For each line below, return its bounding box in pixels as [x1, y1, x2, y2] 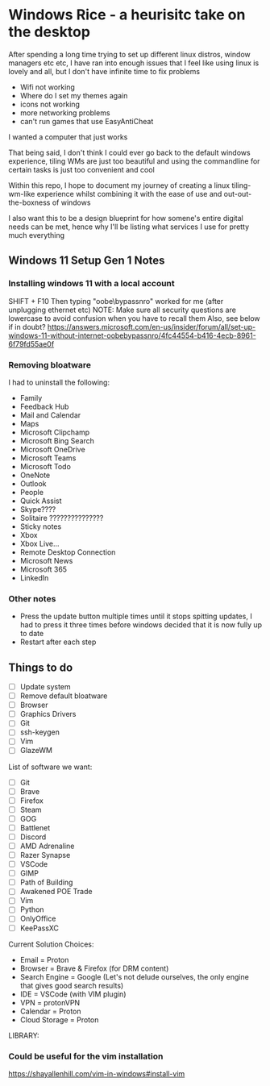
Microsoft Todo [19, 461, 71, 471]
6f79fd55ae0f [8, 339, 55, 348]
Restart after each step [19, 637, 97, 647]
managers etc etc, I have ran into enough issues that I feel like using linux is [8, 58, 260, 68]
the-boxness [8, 198, 51, 207]
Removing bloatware [8, 359, 91, 370]
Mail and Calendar [19, 410, 81, 420]
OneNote [19, 470, 51, 480]
